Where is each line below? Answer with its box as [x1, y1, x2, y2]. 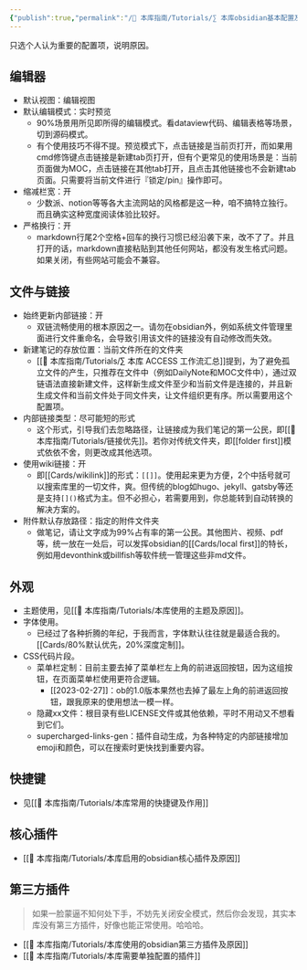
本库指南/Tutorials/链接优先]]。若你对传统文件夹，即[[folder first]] [36, 436, 284, 447]
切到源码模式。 [36, 129, 93, 140]
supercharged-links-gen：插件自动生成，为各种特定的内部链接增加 [36, 731, 289, 742]
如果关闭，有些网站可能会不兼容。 [36, 255, 165, 266]
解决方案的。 [36, 504, 85, 515]
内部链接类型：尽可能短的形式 [22, 413, 135, 424]
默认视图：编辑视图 [22, 95, 96, 106]
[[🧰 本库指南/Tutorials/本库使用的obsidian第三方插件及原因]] [22, 938, 249, 950]
